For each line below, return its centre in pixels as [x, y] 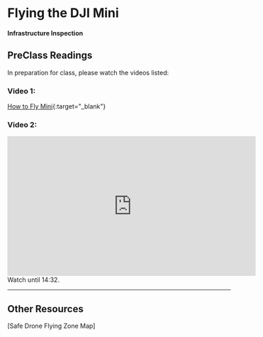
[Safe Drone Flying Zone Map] [51, 326]
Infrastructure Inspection [45, 33]
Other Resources [45, 309]
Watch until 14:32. [34, 280]
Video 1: [22, 91]
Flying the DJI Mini [63, 13]
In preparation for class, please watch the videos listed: [88, 72]
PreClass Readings [50, 56]
